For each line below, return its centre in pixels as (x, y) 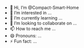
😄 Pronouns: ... (26, 36)
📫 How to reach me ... (33, 29)
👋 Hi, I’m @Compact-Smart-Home (44, 8)
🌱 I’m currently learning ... (36, 18)
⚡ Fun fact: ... (23, 41)
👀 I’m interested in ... (31, 13)
